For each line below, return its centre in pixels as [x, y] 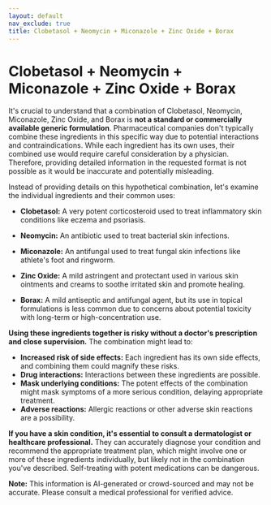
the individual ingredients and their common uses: [92, 196]
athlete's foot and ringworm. [67, 260]
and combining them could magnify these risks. [100, 366]
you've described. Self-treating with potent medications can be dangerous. [134, 468]
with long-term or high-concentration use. [90, 317]
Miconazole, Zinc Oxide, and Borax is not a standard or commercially [125, 119]
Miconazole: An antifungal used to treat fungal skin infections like [130, 252]
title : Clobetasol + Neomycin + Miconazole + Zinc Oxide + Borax [121, 31]
